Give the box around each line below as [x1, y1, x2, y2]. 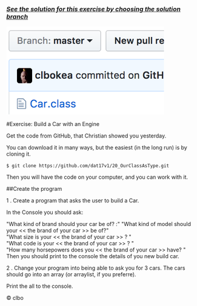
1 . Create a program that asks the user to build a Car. [6, 197, 139, 204]
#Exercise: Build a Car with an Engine [6, 121, 100, 128]
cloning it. [6, 150, 32, 158]
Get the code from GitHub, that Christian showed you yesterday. [6, 132, 167, 139]
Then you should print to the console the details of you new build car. [6, 253, 180, 260]
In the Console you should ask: [6, 208, 84, 216]
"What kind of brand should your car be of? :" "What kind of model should [6, 221, 191, 228]
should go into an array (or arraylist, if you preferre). [6, 271, 136, 278]
